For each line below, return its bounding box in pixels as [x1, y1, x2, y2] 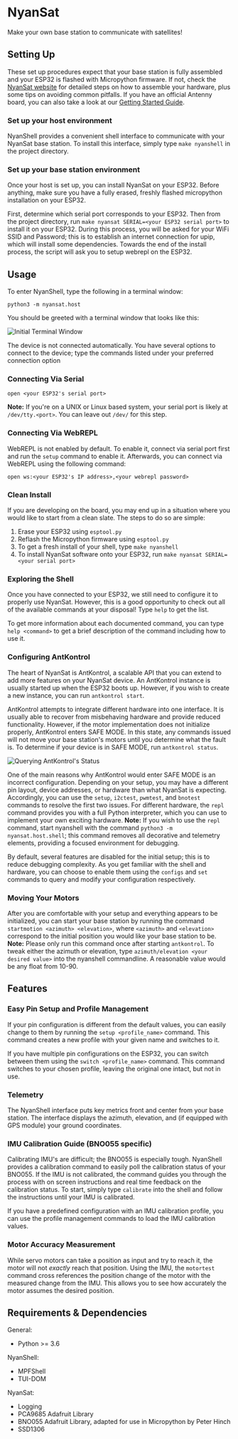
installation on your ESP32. [7, 196, 87, 205]
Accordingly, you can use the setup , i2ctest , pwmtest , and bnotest [7, 793, 201, 802]
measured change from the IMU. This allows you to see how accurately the [7, 1279, 227, 1287]
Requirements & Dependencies [7, 1306, 148, 1319]
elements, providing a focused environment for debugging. [7, 838, 180, 847]
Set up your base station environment [7, 165, 141, 175]
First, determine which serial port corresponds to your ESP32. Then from [7, 210, 221, 218]
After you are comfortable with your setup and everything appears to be [7, 909, 218, 917]
